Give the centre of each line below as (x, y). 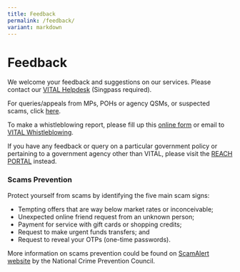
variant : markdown (35, 27)
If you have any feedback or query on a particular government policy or (112, 146)
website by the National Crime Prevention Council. (81, 261)
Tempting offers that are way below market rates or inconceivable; (116, 209)
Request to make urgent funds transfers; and (84, 231)
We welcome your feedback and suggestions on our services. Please (109, 82)
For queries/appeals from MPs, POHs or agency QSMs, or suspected (109, 103)
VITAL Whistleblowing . (40, 132)
